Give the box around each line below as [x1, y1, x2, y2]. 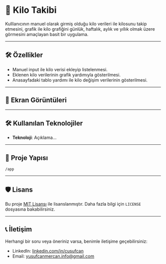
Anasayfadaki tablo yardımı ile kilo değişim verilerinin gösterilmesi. [12, 77, 148, 83]
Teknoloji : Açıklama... [12, 134, 57, 140]
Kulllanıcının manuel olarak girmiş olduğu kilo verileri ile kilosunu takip [5, 21, 147, 27]
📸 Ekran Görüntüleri [5, 96, 67, 104]
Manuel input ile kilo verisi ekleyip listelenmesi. [12, 66, 108, 72]
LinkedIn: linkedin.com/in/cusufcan [12, 248, 84, 254]
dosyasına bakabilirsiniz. [5, 206, 55, 212]
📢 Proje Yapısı [5, 153, 48, 162]
